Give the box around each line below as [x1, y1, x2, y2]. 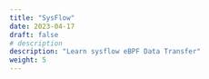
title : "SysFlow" [9, 13, 75, 23]
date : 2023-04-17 [9, 22, 75, 31]
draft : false [9, 30, 59, 39]
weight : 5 [9, 55, 47, 64]
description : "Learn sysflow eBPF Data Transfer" [9, 47, 202, 56]
